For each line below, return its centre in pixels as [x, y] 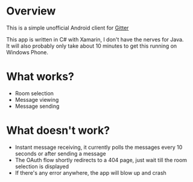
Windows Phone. [27, 52]
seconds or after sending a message [61, 153]
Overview [31, 11]
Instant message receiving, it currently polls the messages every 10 [99, 147]
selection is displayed [42, 166]
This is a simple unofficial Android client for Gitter [68, 28]
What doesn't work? [58, 130]
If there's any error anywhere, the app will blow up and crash [91, 172]
